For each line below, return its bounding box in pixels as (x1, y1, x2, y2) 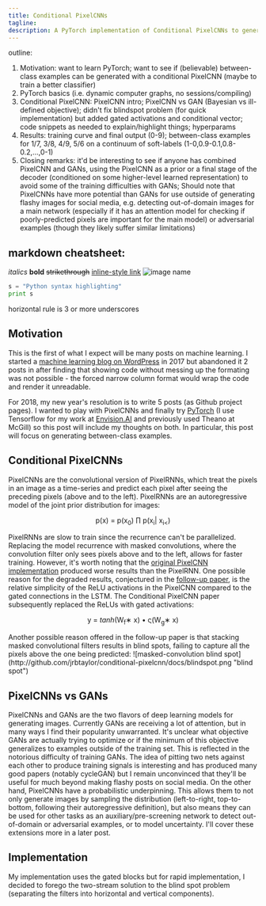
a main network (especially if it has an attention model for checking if (19, 207, 245, 216)
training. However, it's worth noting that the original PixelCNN (8, 558, 208, 567)
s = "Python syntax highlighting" (8, 283, 123, 291)
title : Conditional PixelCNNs (8, 11, 108, 20)
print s (8, 290, 34, 298)
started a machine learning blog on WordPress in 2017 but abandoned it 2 (8, 356, 249, 366)
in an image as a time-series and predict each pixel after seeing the (8, 483, 228, 493)
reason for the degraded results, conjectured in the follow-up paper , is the (8, 575, 251, 584)
